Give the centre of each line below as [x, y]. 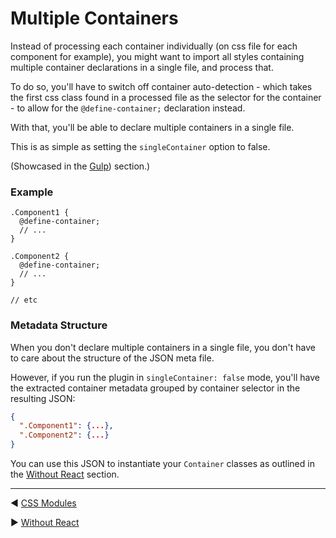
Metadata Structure [59, 325]
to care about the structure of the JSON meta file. [112, 358]
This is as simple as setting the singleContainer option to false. [140, 146]
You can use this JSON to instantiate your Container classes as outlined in [162, 464]
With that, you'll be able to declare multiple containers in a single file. [152, 127]
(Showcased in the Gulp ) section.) [80, 166]
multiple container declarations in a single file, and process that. [142, 67]
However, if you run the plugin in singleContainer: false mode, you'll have [165, 377]
